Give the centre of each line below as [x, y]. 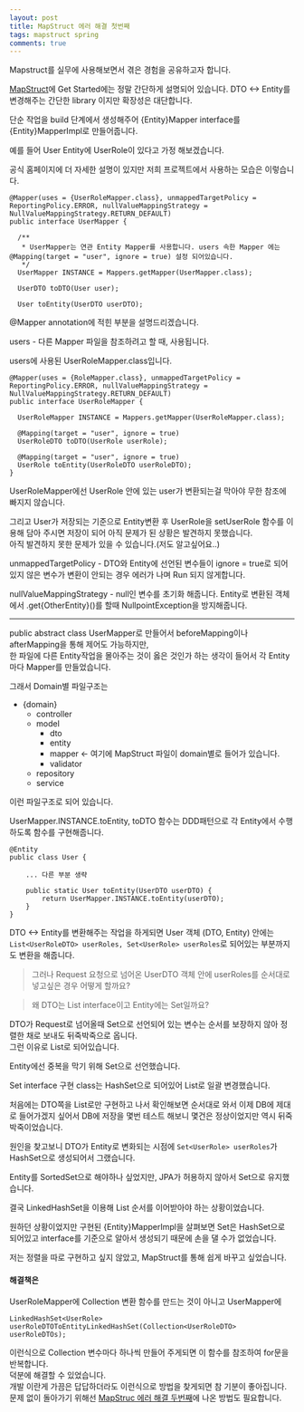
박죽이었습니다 [35, 1128]
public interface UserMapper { [68, 222]
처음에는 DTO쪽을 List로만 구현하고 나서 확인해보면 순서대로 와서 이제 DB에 [142, 1105]
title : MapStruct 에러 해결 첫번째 [70, 26]
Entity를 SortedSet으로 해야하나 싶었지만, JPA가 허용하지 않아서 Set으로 [138, 1177]
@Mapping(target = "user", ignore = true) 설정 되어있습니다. [121, 257]
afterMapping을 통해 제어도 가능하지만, [79, 645]
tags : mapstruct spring [54, 34]
